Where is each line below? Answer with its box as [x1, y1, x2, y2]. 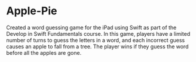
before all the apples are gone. [6, 49, 82, 56]
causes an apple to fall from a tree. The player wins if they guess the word [6, 43, 189, 50]
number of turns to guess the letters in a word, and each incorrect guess [6, 36, 185, 44]
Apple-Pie [6, 4, 57, 18]
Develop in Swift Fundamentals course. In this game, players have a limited [6, 30, 191, 37]
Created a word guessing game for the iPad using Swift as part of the [6, 24, 177, 31]
